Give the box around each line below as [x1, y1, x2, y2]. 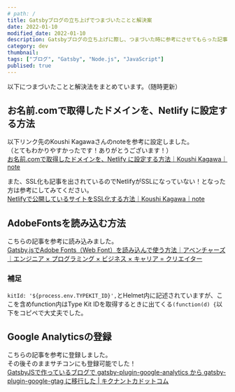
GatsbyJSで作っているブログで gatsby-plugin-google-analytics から [7, 368, 203, 377]
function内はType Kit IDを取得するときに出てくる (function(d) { [31, 300, 217, 308]
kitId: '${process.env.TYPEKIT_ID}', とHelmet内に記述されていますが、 [7, 291, 217, 299]
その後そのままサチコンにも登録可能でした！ [7, 359, 136, 368]
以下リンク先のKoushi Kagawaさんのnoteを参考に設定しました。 [7, 138, 194, 146]
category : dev [7, 43, 49, 50]
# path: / [7, 10, 36, 17]
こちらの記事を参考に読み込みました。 [7, 237, 117, 245]
